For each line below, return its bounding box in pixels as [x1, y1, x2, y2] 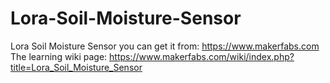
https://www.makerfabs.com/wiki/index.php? [109, 50, 295, 62]
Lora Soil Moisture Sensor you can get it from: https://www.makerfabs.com [10, 40, 320, 52]
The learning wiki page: [10, 50, 108, 62]
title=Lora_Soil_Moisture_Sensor [10, 61, 143, 73]
